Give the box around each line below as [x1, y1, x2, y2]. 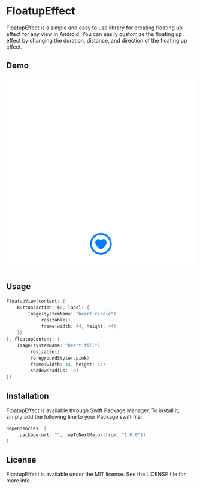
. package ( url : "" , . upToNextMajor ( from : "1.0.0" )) [17, 431, 146, 438]
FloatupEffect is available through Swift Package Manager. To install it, [6, 407, 180, 414]
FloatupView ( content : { [6, 298, 66, 304]
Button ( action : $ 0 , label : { [17, 305, 90, 311]
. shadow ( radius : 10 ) [28, 368, 79, 374]
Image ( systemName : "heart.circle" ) [28, 311, 117, 317]
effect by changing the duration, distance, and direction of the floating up [6, 37, 187, 44]
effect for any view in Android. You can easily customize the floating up [6, 30, 183, 37]
